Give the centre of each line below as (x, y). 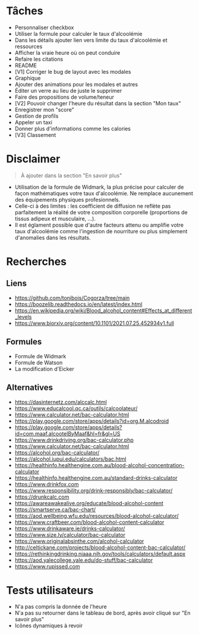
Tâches (25, 11)
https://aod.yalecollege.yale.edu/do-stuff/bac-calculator (84, 560)
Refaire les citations (39, 59)
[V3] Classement (35, 134)
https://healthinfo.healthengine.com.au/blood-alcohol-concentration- (100, 465)
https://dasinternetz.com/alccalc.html (61, 402)
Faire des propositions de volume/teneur (64, 97)
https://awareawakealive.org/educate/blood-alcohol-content (89, 503)
